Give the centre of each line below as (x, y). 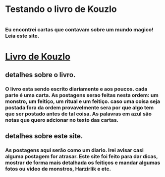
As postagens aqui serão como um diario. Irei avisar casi (74, 150)
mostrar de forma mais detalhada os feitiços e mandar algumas (83, 163)
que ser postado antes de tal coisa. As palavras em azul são (79, 114)
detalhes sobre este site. (44, 136)
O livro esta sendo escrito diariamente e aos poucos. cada (76, 89)
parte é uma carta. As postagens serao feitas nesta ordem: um (82, 95)
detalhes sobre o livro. (40, 75)
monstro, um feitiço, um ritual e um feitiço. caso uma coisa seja (82, 101)
